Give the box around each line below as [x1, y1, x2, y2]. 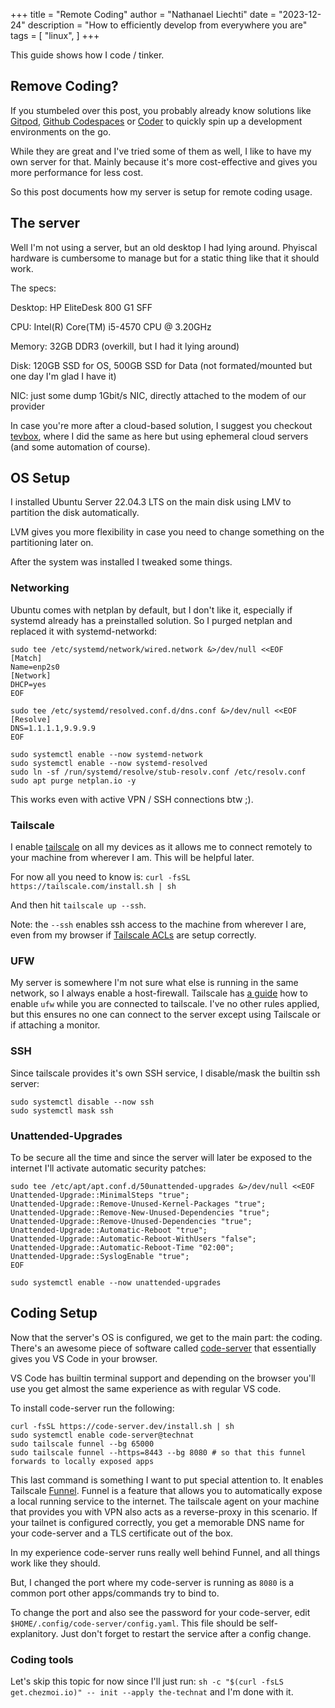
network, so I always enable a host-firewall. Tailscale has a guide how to [10, 987, 308, 999]
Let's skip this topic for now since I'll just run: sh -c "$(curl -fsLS [10, 1675, 284, 1688]
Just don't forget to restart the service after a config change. [60, 1627, 312, 1639]
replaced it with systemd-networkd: [10, 625, 158, 637]
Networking [10, 581, 70, 595]
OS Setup [10, 470, 71, 487]
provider [10, 400, 45, 412]
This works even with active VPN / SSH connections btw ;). [10, 793, 254, 805]
